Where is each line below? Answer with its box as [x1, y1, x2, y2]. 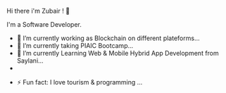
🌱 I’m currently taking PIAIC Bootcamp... [16, 42, 134, 49]
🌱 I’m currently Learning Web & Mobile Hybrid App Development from [16, 49, 219, 57]
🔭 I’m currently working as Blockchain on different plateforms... [16, 34, 200, 42]
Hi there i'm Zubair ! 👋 [6, 7, 70, 15]
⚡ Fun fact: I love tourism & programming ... [16, 78, 143, 86]
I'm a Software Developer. [6, 20, 82, 28]
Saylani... [16, 56, 44, 65]
